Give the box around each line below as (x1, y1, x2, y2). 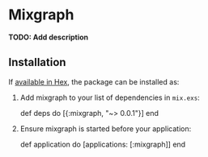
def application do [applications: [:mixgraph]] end (19, 139, 186, 149)
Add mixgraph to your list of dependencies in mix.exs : (19, 93, 200, 102)
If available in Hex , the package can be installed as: (8, 76, 180, 86)
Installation (8, 56, 66, 69)
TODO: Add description (8, 32, 89, 42)
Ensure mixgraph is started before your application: (19, 123, 192, 134)
